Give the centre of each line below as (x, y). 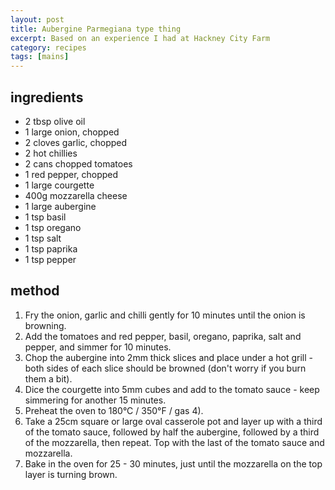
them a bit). (48, 378)
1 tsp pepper (50, 259)
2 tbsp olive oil (55, 121)
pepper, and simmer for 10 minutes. (98, 347)
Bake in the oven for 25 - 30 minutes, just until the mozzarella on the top (173, 463)
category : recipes (48, 47)
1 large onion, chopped (72, 132)
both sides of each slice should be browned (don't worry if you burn (165, 368)
